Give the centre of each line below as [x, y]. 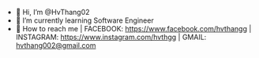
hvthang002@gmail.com [56, 45]
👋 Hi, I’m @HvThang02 [53, 12]
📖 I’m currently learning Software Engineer [84, 20]
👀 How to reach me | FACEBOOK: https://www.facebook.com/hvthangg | [133, 29]
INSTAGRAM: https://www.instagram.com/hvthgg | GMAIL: [111, 37]
